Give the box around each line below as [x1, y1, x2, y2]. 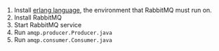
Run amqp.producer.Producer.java [13, 28, 112, 36]
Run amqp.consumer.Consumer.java [13, 36, 112, 44]
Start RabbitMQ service [13, 21, 82, 29]
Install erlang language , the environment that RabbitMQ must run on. [13, 6, 212, 14]
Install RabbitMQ [13, 13, 62, 22]
